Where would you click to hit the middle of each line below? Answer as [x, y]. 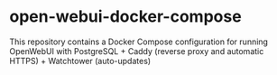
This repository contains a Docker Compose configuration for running [139, 42]
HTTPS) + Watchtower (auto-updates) [80, 61]
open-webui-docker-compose [125, 17]
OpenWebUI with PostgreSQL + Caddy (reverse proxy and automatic [137, 51]
